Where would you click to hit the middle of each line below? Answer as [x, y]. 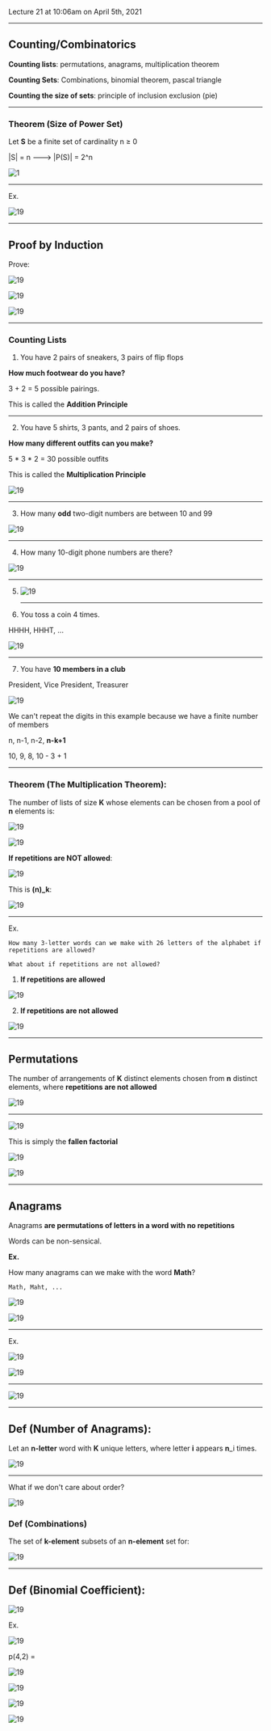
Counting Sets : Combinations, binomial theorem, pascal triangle [115, 79]
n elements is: [31, 811]
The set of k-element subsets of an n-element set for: [99, 1541]
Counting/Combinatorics [73, 45]
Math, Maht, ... [35, 1288]
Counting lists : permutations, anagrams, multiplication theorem [114, 64]
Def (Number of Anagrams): [80, 1429]
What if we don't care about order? [67, 1487]
